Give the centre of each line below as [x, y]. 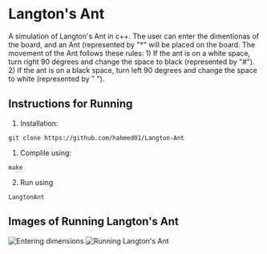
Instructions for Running [71, 104]
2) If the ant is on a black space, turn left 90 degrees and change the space [133, 70]
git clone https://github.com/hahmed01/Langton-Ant [96, 138]
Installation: [39, 123]
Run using [36, 182]
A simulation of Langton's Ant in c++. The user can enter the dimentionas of [133, 36]
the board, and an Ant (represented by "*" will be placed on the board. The [132, 44]
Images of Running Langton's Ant [93, 222]
